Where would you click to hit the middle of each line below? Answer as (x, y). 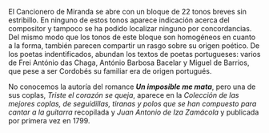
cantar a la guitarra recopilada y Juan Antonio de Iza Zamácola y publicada (134, 112)
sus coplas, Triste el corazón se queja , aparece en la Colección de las (124, 95)
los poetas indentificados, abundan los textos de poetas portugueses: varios (134, 54)
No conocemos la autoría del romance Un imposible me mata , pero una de (132, 87)
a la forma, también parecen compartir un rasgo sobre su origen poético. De (134, 46)
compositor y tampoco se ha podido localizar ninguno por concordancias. (130, 28)
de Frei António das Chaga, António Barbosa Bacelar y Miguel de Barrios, (129, 62)
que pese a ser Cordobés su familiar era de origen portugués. (110, 71)
